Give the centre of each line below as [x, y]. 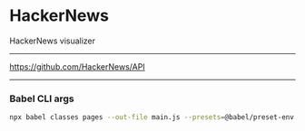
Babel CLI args [42, 98]
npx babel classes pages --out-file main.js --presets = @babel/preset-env [152, 117]
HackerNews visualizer [53, 41]
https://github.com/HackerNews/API [77, 66]
